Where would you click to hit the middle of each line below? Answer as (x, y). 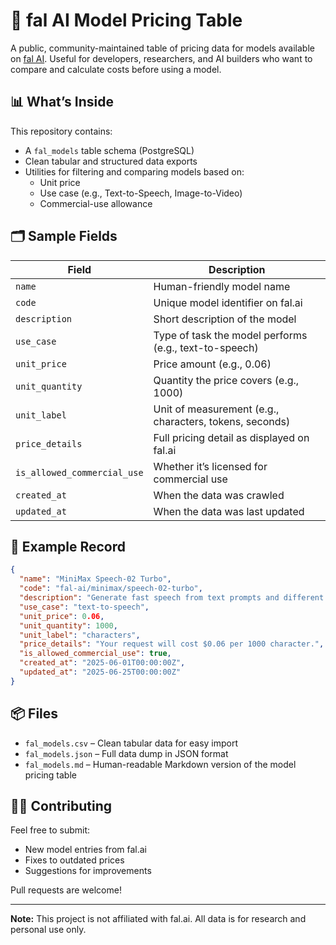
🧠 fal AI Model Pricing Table (126, 20)
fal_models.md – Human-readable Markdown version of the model (160, 764)
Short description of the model (225, 319)
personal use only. (48, 930)
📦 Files (34, 714)
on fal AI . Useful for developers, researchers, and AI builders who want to (161, 58)
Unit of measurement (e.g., (216, 409)
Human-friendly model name (222, 286)
